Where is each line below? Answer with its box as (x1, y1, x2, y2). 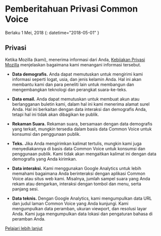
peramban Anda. (12, 216, 46, 221)
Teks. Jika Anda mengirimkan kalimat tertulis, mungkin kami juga (12, 141, 142, 146)
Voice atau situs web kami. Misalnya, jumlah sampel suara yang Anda (12, 175, 150, 181)
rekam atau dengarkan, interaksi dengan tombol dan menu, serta (12, 181, 142, 187)
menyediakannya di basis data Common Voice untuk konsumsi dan (12, 145, 146, 151)
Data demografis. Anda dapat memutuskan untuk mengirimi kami (12, 71, 143, 77)
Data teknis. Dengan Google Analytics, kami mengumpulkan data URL (12, 195, 152, 201)
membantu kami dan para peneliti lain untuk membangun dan (12, 81, 134, 87)
